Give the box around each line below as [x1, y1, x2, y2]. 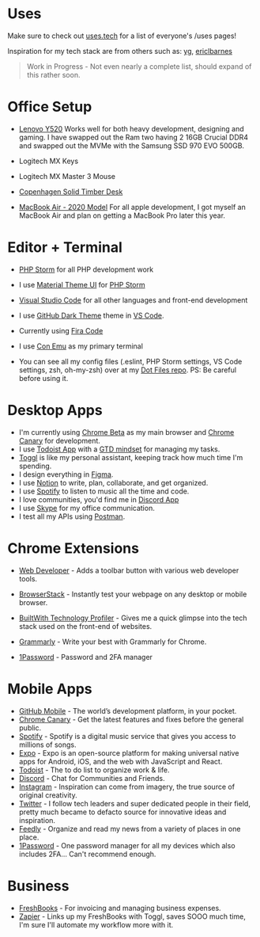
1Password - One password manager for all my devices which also [18, 840, 236, 850]
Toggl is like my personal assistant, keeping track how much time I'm [18, 452, 243, 462]
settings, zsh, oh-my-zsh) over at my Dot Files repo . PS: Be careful [18, 365, 237, 375]
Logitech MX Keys [18, 156, 79, 166]
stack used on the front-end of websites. [18, 621, 153, 630]
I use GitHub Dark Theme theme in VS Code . [18, 310, 164, 320]
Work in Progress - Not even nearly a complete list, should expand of [26, 61, 252, 71]
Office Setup [7, 98, 92, 116]
